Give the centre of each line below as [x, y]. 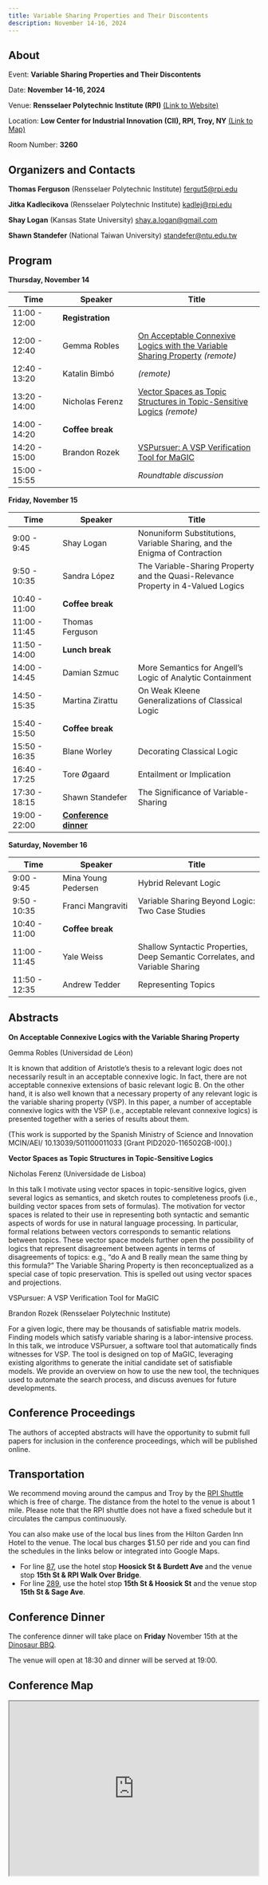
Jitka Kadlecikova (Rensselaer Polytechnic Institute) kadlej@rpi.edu [120, 205]
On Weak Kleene [169, 691]
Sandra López [89, 576]
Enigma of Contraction [180, 553]
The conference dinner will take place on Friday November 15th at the [123, 1636]
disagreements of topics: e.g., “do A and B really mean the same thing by [128, 1257]
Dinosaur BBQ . [32, 1645]
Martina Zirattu [90, 700]
